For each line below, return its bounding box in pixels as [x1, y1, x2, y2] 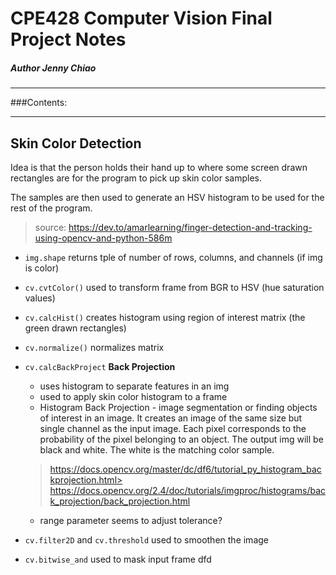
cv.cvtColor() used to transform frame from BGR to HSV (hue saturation [24, 281, 325, 293]
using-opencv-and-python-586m [34, 232, 173, 244]
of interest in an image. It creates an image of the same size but [39, 412, 303, 424]
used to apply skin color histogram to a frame [39, 390, 228, 402]
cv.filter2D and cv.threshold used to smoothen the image [24, 533, 269, 546]
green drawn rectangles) [24, 322, 127, 334]
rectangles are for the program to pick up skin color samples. [10, 172, 262, 184]
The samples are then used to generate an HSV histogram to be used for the [10, 191, 325, 203]
